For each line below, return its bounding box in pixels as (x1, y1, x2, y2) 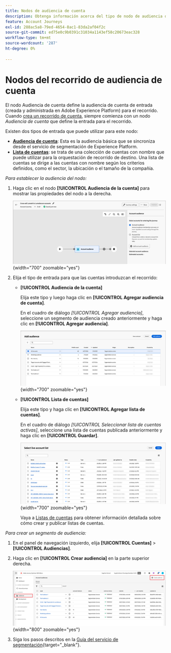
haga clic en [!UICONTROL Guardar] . (20, 432, 99, 438)
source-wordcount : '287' (5, 41, 58, 46)
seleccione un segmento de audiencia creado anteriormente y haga (20, 315, 162, 321)
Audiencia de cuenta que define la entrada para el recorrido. (5, 118, 132, 124)
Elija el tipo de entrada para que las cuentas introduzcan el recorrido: (12, 274, 158, 281)
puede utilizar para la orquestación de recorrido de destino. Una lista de (12, 154, 164, 161)
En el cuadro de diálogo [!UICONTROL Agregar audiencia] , (20, 309, 144, 316)
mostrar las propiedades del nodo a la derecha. (12, 190, 112, 196)
